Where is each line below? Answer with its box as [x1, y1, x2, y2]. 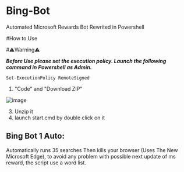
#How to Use [6, 35, 38, 42]
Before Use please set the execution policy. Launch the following [6, 57, 167, 64]
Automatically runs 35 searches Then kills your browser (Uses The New [6, 146, 178, 153]
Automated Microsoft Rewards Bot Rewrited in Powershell [6, 23, 144, 30]
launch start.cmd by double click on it [14, 114, 105, 121]
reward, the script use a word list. [6, 159, 86, 166]
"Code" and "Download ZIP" [14, 85, 83, 92]
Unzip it [14, 108, 34, 115]
